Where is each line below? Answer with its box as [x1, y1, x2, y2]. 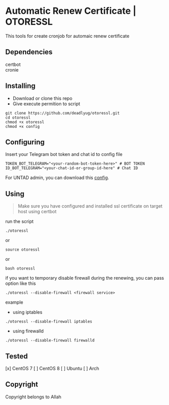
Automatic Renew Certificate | [5, 5, 136, 17]
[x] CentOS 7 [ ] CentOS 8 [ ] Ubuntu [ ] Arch [5, 366, 100, 371]
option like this [5, 280, 36, 286]
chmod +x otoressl [5, 119, 44, 125]
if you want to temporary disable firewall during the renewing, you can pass [5, 275, 164, 281]
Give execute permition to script [12, 100, 81, 107]
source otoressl [5, 247, 40, 253]
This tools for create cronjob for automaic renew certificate [5, 33, 130, 39]
